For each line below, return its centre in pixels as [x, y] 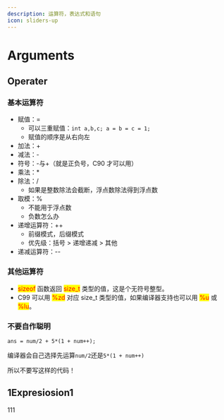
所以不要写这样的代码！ [41, 370]
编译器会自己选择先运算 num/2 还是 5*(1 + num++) [76, 355]
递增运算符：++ [40, 225]
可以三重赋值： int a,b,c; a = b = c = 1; [89, 128]
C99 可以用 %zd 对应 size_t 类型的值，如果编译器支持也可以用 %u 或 [117, 297]
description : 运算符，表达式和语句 [54, 14]
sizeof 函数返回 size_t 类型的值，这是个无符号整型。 [93, 288]
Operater [27, 82]
